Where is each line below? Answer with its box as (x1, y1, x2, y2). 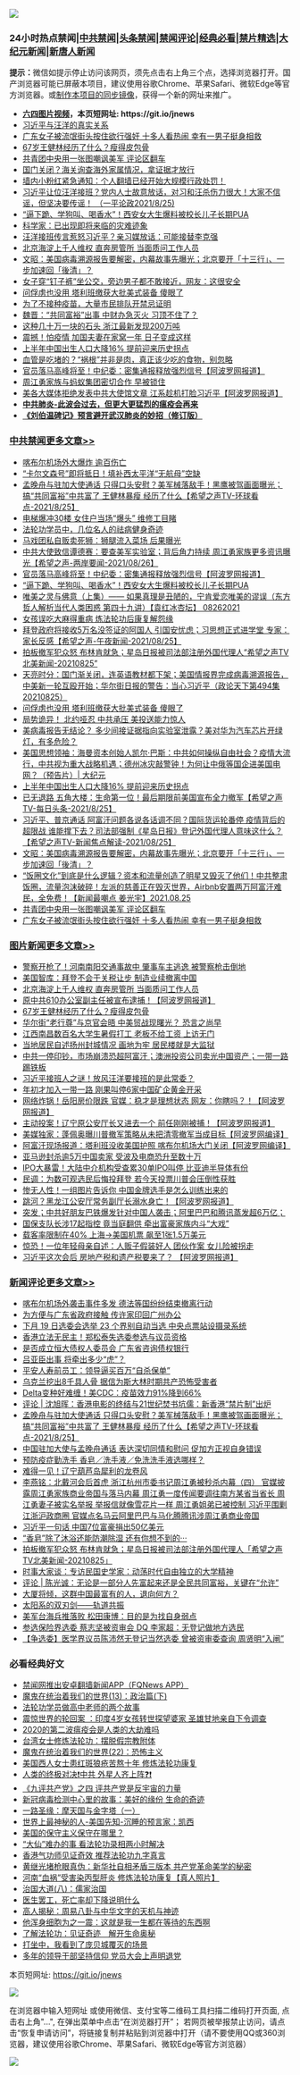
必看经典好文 (9, 1658, 65, 1670)
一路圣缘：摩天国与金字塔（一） (21, 1805, 140, 1816)
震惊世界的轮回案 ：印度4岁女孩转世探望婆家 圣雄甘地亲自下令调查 (21, 1713, 267, 1724)
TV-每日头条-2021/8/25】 (21, 802, 117, 813)
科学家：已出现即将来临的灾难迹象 (21, 220, 148, 231)
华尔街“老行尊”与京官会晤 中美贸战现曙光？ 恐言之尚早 (21, 1017, 222, 1028)
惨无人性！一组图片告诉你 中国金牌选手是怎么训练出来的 (21, 1184, 229, 1195)
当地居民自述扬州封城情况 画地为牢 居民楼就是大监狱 (21, 1039, 215, 1050)
